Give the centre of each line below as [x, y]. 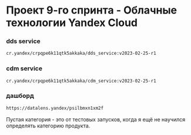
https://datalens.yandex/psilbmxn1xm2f [55, 108]
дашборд [20, 96]
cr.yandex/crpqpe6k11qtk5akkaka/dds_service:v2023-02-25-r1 [81, 54]
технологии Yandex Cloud [72, 23]
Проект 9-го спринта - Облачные [92, 10]
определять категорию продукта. [48, 126]
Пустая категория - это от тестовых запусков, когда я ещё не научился [96, 119]
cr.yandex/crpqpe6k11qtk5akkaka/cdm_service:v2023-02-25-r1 [81, 81]
